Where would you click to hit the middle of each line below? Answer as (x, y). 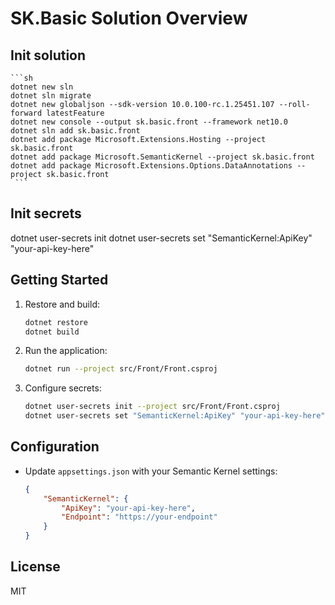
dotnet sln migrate (51, 96)
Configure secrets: (63, 388)
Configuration (55, 447)
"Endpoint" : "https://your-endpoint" (139, 517)
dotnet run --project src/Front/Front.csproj (121, 369)
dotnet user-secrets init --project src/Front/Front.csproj (152, 407)
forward (26, 113)
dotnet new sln (42, 87)
